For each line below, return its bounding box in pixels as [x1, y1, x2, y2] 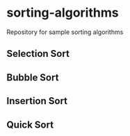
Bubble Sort [6, 71, 59, 83]
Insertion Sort [6, 95, 67, 107]
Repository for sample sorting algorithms [6, 28, 124, 36]
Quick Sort [6, 119, 54, 130]
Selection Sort [6, 48, 70, 60]
